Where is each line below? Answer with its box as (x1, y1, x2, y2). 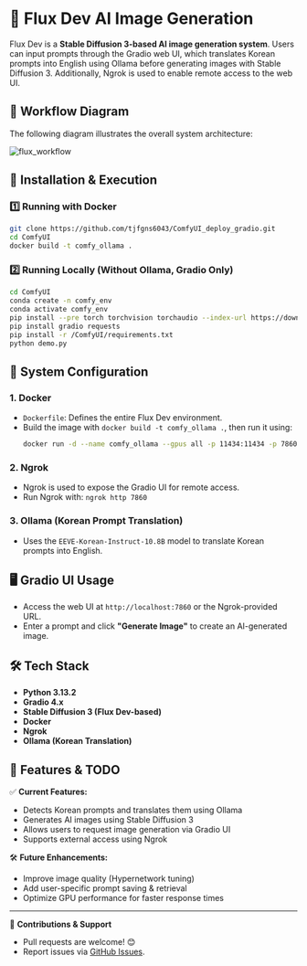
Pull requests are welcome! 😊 (22, 937, 136, 948)
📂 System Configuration (9, 364, 149, 379)
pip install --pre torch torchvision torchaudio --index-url (9, 313, 248, 323)
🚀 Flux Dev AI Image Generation (9, 8, 254, 29)
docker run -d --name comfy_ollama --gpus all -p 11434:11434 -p (22, 440, 277, 449)
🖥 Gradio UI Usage (9, 573, 115, 589)
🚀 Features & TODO (9, 762, 121, 778)
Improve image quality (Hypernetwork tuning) (22, 873, 195, 885)
